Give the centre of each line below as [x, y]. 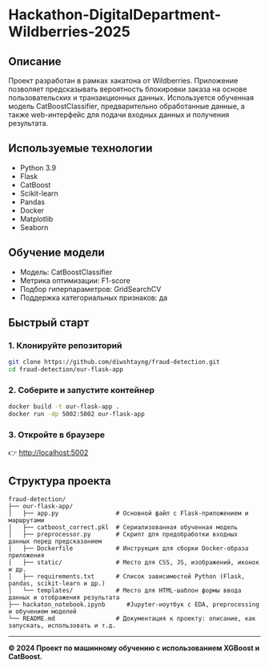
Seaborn [34, 227]
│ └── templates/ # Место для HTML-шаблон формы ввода [125, 591]
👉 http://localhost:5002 [48, 453]
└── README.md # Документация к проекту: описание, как [132, 619]
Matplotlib [36, 219]
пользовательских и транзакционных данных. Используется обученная [131, 97]
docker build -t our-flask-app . [64, 407]
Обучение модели [57, 253]
